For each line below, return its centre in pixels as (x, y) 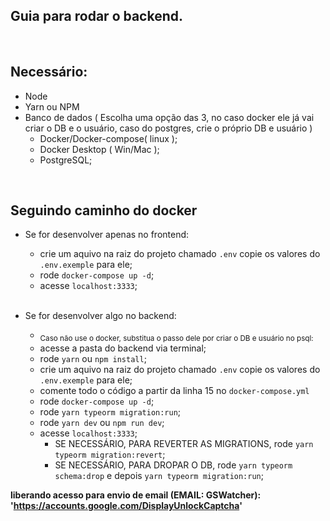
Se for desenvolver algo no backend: (100, 316)
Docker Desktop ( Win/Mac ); (99, 149)
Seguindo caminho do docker (104, 210)
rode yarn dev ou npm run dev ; (102, 423)
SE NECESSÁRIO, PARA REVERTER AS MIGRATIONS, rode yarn (184, 444)
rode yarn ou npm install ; (93, 359)
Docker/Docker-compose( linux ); (108, 138)
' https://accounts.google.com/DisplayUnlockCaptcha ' (126, 506)
